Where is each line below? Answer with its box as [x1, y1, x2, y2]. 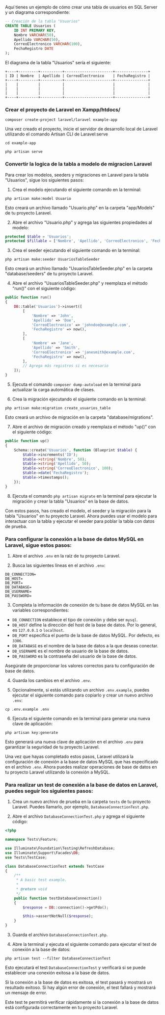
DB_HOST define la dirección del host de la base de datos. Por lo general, [12, 622, 157, 628]
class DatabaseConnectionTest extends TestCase [5, 864, 105, 869]
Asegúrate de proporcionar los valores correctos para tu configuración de [5, 663, 155, 669]
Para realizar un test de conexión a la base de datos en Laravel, [5, 781, 158, 788]
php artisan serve [5, 149, 43, 154]
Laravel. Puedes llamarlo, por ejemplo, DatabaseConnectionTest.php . [12, 804, 150, 810]
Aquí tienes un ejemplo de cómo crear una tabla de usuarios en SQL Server [5, 4, 158, 10]
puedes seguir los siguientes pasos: [5, 787, 93, 794]
